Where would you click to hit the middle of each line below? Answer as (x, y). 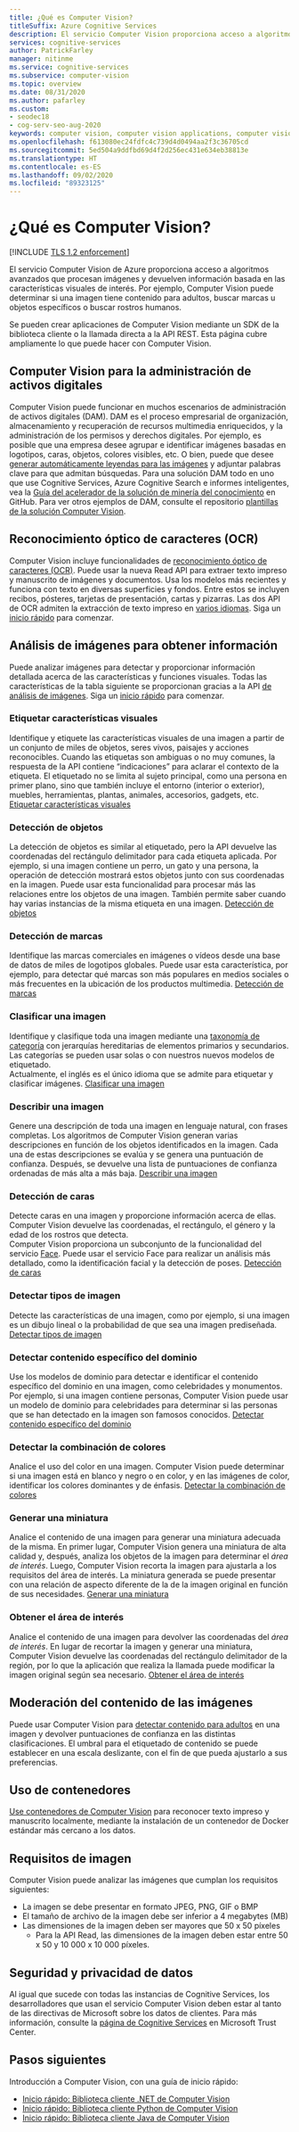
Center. (23, 2032)
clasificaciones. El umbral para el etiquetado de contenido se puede (133, 1743)
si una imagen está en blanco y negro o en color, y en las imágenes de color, (149, 1476)
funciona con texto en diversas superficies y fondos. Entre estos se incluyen (149, 589)
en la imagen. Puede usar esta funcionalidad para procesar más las (133, 885)
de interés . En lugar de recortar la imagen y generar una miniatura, (131, 1646)
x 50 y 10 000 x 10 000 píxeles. (92, 1945)
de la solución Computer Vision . (68, 511)
